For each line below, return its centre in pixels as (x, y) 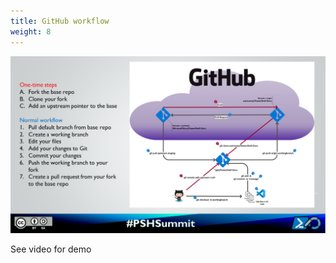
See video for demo (51, 249)
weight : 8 (31, 31)
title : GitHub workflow (60, 21)
